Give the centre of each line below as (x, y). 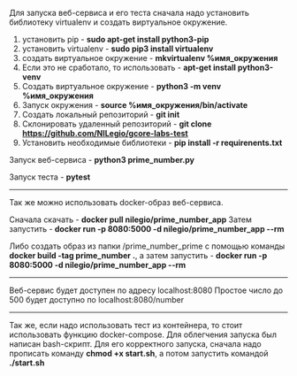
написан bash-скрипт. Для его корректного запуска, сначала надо (136, 344)
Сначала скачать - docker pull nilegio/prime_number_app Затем (130, 219)
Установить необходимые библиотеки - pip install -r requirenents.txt (152, 142)
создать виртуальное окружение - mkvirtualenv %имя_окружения (150, 58)
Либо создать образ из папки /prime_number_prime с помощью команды (147, 246)
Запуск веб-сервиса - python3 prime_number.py (102, 160)
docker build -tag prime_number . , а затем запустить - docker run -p (138, 255)
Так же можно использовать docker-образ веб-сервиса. (116, 202)
